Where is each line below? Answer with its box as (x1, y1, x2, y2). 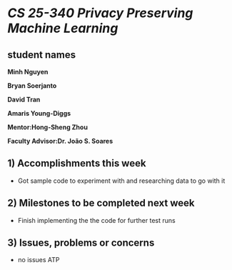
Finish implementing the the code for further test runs (17, 216, 176, 224)
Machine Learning (7, 20, 118, 36)
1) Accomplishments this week (7, 157, 146, 169)
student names (7, 49, 76, 61)
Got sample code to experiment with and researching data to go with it (17, 176, 226, 185)
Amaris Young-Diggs (7, 109, 71, 117)
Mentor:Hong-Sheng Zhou (7, 123, 88, 131)
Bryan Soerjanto (7, 81, 57, 90)
